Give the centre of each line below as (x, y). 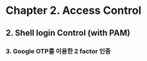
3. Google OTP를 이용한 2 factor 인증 (58, 51)
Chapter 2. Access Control (73, 11)
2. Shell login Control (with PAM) (68, 33)
